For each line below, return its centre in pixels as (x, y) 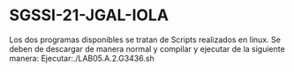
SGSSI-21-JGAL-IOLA (89, 15)
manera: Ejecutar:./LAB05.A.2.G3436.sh (82, 58)
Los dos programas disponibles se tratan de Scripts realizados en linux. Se (145, 40)
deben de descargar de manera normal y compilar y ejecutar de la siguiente (147, 48)
